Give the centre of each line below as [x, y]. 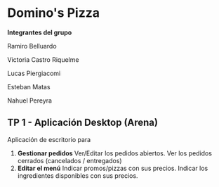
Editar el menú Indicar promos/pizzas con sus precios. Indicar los [113, 168]
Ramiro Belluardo [32, 46]
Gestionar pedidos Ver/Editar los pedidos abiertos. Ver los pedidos [115, 153]
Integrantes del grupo [40, 32]
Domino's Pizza [54, 13]
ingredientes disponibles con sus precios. [78, 175]
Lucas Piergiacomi [34, 73]
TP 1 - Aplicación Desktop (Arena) [82, 123]
